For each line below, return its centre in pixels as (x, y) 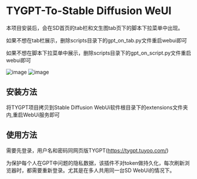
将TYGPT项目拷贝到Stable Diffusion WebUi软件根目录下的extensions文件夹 (97, 107)
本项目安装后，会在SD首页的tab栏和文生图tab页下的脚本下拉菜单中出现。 (95, 28)
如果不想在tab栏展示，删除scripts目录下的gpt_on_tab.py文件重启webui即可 (96, 40)
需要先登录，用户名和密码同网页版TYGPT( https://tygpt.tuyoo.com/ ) (87, 150)
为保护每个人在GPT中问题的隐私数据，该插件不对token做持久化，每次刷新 (96, 163)
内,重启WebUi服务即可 (33, 115)
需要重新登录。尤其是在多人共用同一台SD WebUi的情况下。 (103, 170)
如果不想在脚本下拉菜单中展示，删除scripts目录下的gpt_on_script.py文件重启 (99, 53)
